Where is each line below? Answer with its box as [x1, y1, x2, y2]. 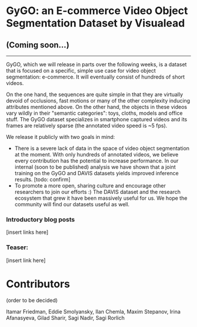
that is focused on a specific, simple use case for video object [6, 67, 157, 74]
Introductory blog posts [6, 215, 75, 223]
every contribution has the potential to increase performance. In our [14, 157, 179, 164]
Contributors [6, 277, 70, 291]
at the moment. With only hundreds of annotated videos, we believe [14, 151, 179, 158]
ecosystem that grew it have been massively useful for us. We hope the [14, 195, 188, 202]
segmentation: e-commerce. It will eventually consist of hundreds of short [6, 73, 185, 80]
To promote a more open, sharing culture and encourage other [14, 182, 166, 189]
